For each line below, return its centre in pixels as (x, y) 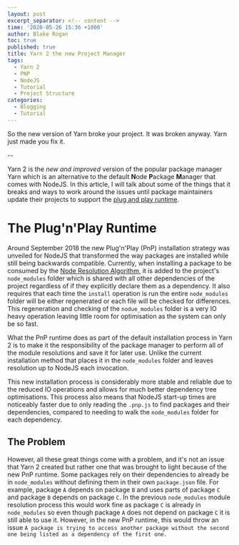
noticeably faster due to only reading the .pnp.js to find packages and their (118, 404)
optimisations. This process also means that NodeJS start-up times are (112, 397)
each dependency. (35, 419)
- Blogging (30, 107)
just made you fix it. (36, 141)
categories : (25, 101)
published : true (31, 47)
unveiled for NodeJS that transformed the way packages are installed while (118, 255)
